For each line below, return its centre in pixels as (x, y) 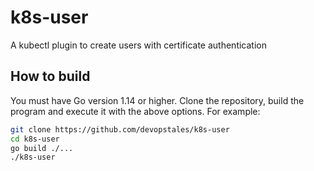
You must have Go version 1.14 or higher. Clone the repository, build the (157, 100)
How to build (50, 76)
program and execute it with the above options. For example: (135, 111)
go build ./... (42, 148)
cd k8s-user (35, 139)
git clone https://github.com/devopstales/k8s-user (120, 129)
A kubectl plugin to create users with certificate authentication (138, 45)
